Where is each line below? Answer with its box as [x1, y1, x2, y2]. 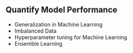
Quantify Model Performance [5, 5, 118, 15]
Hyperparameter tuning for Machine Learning [14, 33, 128, 41]
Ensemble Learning [14, 40, 63, 47]
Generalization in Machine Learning [14, 20, 103, 28]
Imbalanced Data [14, 27, 57, 34]
